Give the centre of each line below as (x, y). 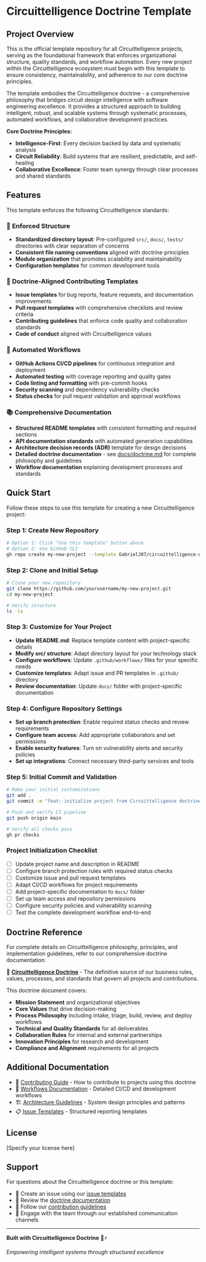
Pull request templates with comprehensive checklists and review (99, 308)
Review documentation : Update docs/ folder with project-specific (99, 686)
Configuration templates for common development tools (87, 266)
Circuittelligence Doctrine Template (99, 11)
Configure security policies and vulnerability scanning (83, 905)
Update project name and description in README (77, 864)
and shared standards (43, 176)
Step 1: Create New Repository (53, 530)
